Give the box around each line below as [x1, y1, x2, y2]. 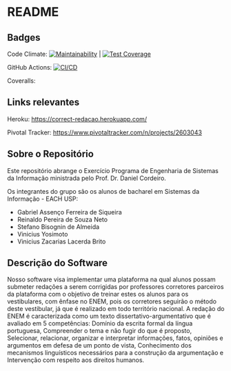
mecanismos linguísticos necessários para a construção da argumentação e [7, 349, 224, 357]
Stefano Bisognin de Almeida [17, 222, 100, 231]
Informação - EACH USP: [7, 194, 79, 203]
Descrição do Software [7, 257, 108, 269]
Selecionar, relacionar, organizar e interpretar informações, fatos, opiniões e [7, 334, 223, 342]
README [7, 4, 59, 20]
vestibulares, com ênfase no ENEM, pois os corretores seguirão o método [7, 297, 217, 305]
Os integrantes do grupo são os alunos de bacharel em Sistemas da [7, 187, 200, 195]
